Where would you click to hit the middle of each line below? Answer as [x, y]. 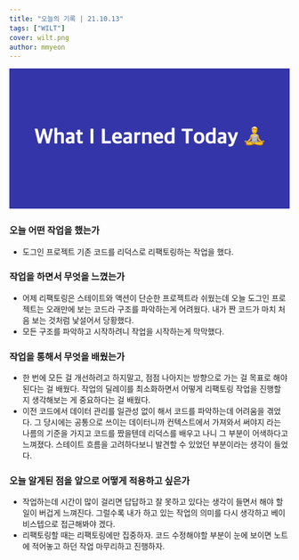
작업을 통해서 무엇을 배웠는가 [67, 356]
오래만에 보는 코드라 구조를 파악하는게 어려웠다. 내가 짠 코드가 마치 [161, 309]
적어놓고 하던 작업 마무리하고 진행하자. [98, 547]
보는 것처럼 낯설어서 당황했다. [83, 320]
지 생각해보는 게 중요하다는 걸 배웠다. [86, 400]
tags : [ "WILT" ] [37, 28]
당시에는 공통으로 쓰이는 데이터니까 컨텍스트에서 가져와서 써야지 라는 [162, 422]
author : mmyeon [37, 47]
